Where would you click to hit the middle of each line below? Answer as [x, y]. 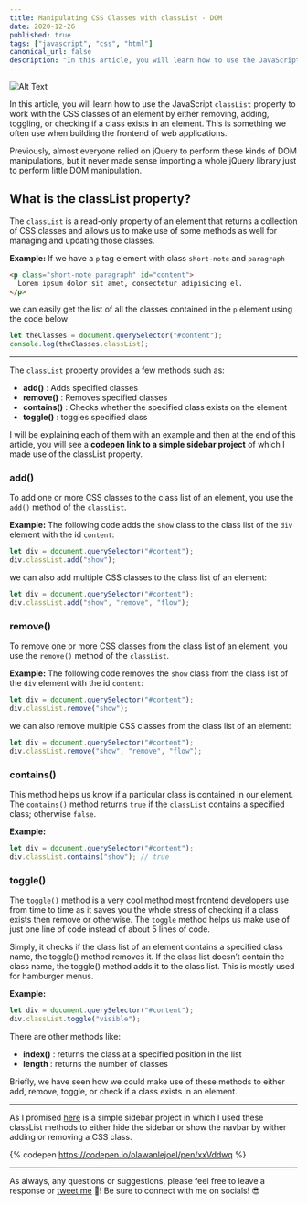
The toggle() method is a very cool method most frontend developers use [149, 900]
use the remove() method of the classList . [90, 656]
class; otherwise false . [53, 814]
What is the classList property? [101, 199]
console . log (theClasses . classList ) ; [79, 344]
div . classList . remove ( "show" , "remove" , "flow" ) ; [106, 751]
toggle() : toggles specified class [85, 418]
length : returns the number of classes [95, 1063]
